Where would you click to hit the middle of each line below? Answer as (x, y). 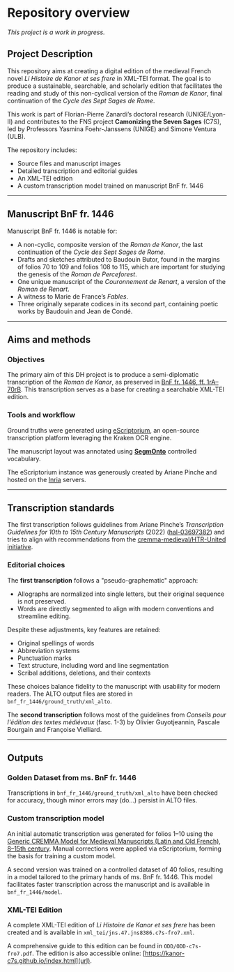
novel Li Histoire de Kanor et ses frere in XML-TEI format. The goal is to (109, 78)
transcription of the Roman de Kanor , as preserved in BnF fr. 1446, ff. (106, 382)
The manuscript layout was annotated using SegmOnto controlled (102, 451)
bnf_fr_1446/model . (35, 892)
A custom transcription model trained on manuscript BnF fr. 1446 (110, 186)
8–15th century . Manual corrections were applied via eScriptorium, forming (114, 848)
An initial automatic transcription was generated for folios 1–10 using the (110, 833)
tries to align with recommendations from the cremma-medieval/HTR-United (117, 539)
